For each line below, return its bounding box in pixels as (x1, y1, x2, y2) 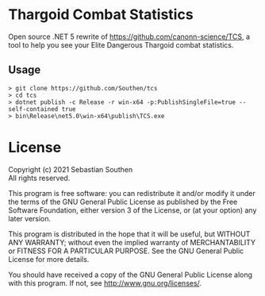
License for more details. (8, 254, 90, 263)
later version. (8, 213, 52, 223)
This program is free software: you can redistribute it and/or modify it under (8, 188, 255, 198)
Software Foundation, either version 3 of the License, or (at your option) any (8, 205, 257, 215)
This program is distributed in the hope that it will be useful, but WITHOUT (8, 229, 251, 239)
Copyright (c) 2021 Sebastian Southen (8, 164, 133, 174)
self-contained (8, 105, 59, 113)
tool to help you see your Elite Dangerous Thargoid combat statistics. (8, 40, 234, 49)
